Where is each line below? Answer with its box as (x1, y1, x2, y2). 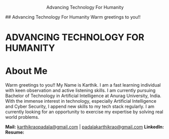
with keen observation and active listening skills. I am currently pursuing (5, 88, 156, 94)
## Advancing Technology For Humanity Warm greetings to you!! (5, 14, 141, 20)
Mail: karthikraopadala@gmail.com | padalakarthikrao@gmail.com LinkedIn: (5, 124, 164, 130)
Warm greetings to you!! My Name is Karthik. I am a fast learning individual (5, 82, 161, 88)
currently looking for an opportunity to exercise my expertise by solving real (5, 109, 163, 115)
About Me (5, 65, 48, 77)
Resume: (5, 129, 24, 135)
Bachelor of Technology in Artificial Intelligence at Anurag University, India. (5, 93, 162, 99)
